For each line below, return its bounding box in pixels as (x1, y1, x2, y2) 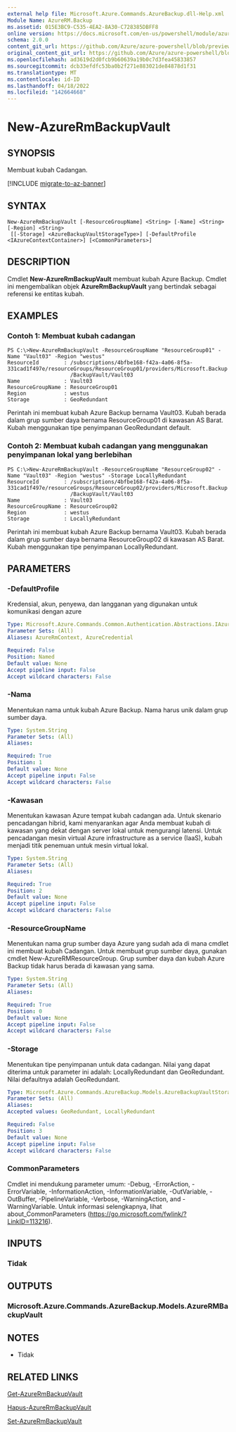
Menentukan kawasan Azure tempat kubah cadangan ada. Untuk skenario (7, 811, 221, 820)
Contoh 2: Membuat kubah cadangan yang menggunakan (7, 441, 209, 451)
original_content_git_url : (7, 50, 86, 57)
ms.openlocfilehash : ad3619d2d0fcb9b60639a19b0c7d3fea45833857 (7, 56, 197, 63)
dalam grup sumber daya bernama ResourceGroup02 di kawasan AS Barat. (7, 535, 225, 543)
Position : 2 (7, 887, 42, 894)
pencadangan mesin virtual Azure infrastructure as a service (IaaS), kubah (7, 834, 223, 842)
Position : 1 (7, 759, 42, 766)
